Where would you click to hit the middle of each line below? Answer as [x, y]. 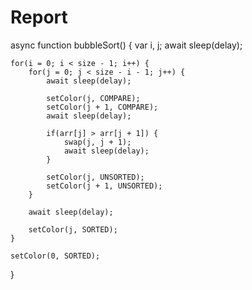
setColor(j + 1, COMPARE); [102, 107]
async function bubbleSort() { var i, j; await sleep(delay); [126, 45]
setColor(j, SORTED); [73, 229]
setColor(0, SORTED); [55, 256]
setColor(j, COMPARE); [93, 98]
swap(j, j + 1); [97, 142]
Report [39, 17]
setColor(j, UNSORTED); [95, 177]
